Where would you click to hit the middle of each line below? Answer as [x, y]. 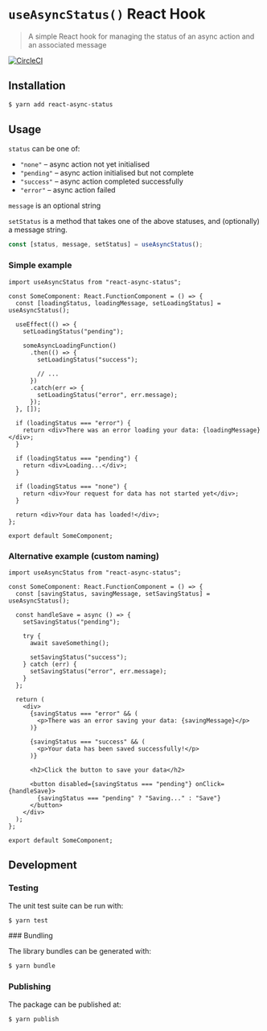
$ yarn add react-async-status [61, 104]
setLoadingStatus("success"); [88, 359]
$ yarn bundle [32, 966]
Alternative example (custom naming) [84, 556]
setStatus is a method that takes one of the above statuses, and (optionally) [134, 222]
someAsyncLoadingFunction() [70, 346]
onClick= [210, 784]
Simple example [40, 265]
